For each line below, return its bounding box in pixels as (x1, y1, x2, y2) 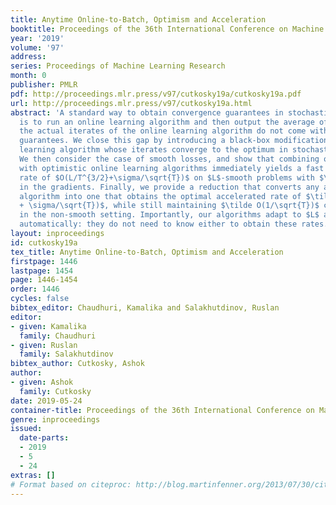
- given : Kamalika (10, 321, 87, 331)
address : (10, 52, 47, 62)
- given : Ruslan (10, 340, 78, 350)
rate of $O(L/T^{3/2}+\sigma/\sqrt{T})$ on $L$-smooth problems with (19, 172, 315, 183)
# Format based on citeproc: (10, 479, 132, 490)
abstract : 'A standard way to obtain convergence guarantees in (10, 107, 284, 118)
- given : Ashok (10, 377, 74, 387)
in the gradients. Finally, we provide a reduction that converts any (19, 182, 320, 192)
